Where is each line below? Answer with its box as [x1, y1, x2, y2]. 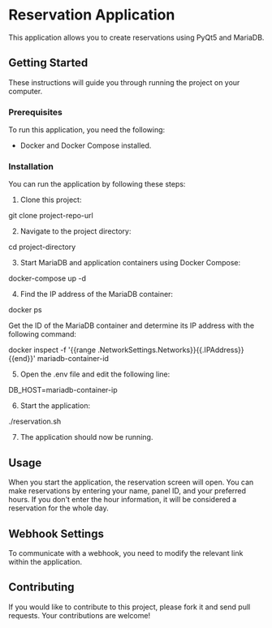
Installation [8, 161, 54, 172]
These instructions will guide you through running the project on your [8, 77, 240, 87]
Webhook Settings [8, 527, 104, 540]
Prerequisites [8, 106, 63, 118]
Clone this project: [19, 195, 82, 204]
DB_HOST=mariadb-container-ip [8, 385, 118, 395]
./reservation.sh [8, 416, 62, 427]
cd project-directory [8, 242, 76, 252]
